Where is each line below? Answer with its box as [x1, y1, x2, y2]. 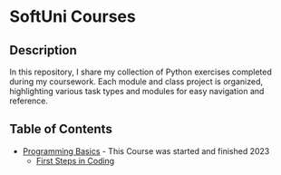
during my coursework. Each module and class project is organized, [9, 76, 264, 87]
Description [9, 43, 77, 58]
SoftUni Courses [9, 6, 136, 27]
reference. [9, 95, 48, 106]
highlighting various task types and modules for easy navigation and [9, 86, 265, 96]
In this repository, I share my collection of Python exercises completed [9, 66, 272, 77]
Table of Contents [9, 122, 113, 137]
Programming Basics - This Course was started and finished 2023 [22, 145, 270, 156]
